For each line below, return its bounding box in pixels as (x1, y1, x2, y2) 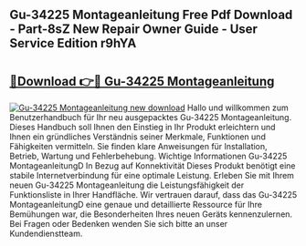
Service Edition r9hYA (9, 36, 137, 51)
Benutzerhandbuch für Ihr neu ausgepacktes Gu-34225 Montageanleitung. (9, 112, 292, 122)
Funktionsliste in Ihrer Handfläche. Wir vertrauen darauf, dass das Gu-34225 (9, 190, 298, 200)
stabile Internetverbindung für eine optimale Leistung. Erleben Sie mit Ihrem (9, 170, 295, 180)
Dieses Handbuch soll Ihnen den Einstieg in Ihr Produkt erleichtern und (9, 122, 276, 132)
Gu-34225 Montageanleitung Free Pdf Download (9, 7, 293, 23)
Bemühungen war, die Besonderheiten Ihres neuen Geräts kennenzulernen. (9, 209, 293, 220)
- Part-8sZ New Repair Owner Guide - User (9, 22, 259, 37)
